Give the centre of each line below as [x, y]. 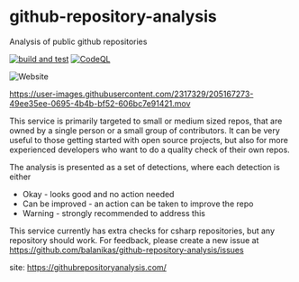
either [20, 177]
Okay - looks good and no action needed [98, 194]
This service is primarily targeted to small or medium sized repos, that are [146, 121]
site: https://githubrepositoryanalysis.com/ [88, 267]
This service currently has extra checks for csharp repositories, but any [142, 231]
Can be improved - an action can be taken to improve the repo [138, 204]
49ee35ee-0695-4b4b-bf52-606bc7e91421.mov [100, 103]
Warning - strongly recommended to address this [113, 213]
